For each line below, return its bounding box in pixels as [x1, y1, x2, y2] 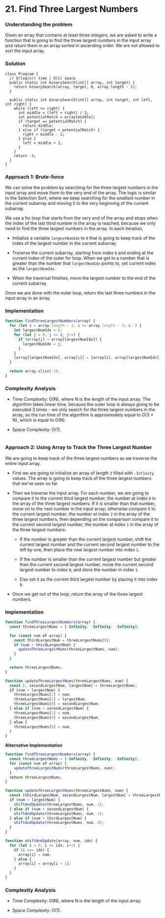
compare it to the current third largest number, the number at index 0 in [12, 495, 156, 501]
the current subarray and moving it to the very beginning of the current [5, 201, 149, 206]
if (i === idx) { [14, 848, 50, 852]
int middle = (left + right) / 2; [18, 110, 89, 115]
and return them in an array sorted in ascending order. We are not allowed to [5, 43, 160, 49]
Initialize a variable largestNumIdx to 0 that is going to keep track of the [12, 235, 156, 241]
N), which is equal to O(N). [12, 417, 66, 423]
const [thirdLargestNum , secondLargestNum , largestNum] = [9, 793, 131, 798]
